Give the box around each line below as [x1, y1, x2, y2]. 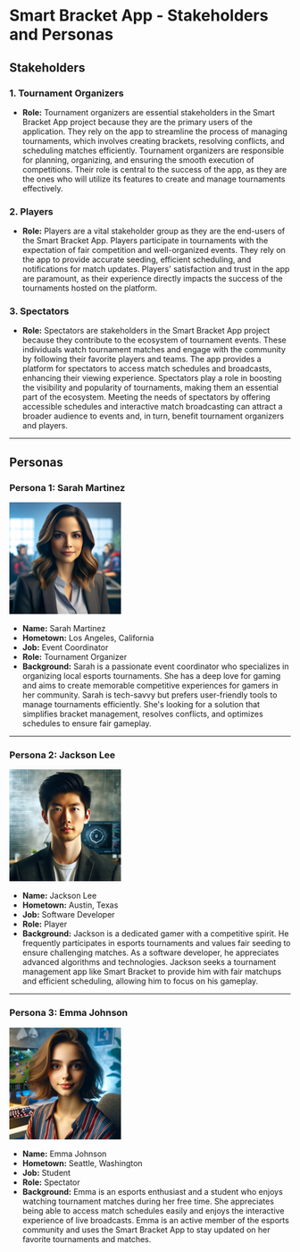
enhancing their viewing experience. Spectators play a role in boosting [21, 373, 282, 384]
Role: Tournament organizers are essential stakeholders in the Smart [21, 106, 275, 117]
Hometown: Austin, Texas [21, 900, 119, 910]
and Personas [9, 24, 114, 45]
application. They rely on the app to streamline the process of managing [21, 126, 287, 137]
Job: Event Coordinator [21, 642, 109, 653]
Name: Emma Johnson [21, 1148, 107, 1159]
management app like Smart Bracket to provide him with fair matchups [21, 967, 282, 977]
